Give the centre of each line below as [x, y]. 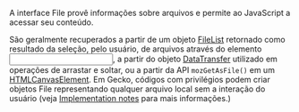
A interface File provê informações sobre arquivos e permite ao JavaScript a [150, 13]
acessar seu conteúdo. [51, 22]
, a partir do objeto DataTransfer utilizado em [195, 59]
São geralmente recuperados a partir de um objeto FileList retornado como [147, 40]
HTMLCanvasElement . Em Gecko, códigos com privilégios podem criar [140, 80]
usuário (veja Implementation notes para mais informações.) [120, 98]
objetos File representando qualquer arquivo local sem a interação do [137, 89]
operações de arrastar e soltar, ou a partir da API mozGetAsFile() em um [142, 70]
